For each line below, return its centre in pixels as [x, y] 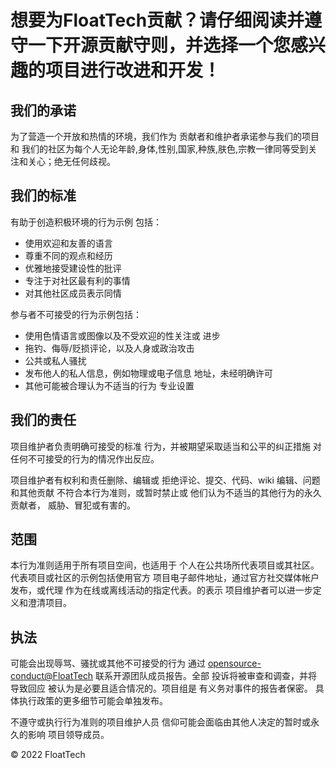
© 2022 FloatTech [48, 755]
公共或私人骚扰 [55, 360]
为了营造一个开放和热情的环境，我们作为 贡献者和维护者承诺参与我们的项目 [165, 136]
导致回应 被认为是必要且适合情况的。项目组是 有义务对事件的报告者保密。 [161, 688]
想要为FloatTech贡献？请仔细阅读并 [157, 20]
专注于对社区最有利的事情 [77, 280]
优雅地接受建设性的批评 [73, 268]
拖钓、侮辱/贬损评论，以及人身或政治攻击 [109, 348]
